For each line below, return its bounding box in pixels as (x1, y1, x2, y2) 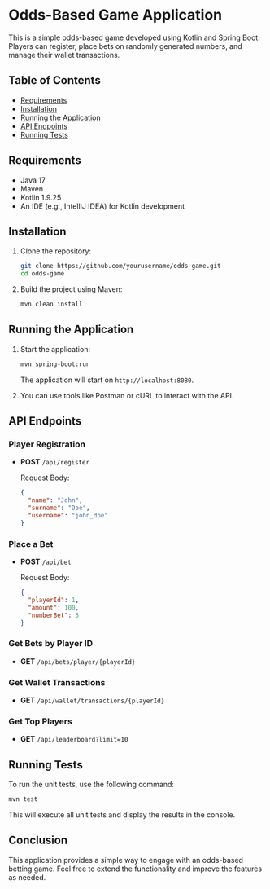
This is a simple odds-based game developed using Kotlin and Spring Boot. (8, 33, 260, 42)
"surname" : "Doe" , (28, 504, 90, 513)
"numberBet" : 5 (28, 611, 80, 619)
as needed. (8, 872, 46, 882)
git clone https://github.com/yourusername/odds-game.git (20, 262, 221, 271)
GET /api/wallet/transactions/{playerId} (20, 695, 165, 706)
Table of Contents (8, 73, 102, 87)
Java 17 (20, 175, 46, 185)
